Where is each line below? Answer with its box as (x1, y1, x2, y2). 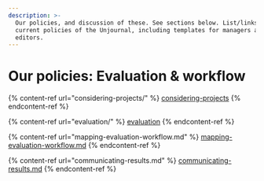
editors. (15, 33, 44, 42)
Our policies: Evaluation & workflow (8, 68, 246, 85)
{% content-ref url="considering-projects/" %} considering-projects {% (8, 94, 241, 103)
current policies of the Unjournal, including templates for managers (15, 26, 251, 34)
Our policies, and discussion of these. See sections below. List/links (15, 19, 258, 27)
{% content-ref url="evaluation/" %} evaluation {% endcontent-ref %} (8, 117, 235, 127)
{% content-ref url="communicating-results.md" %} (8, 156, 177, 165)
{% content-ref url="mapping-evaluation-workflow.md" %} (8, 132, 200, 142)
